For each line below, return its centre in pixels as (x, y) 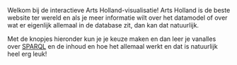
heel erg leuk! (27, 54)
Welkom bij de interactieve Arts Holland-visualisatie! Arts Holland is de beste (119, 10)
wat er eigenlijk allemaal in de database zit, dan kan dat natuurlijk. (103, 25)
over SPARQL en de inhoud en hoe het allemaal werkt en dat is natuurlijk (112, 46)
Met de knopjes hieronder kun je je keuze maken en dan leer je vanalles (112, 39)
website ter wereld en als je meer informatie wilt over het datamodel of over (117, 18)
